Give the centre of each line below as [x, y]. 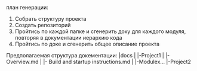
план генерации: [27, 7]
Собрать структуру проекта [50, 19]
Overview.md [22, 62]
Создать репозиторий [43, 25]
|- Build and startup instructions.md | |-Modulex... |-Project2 [117, 62]
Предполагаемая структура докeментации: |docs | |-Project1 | [85, 55]
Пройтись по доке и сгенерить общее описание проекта [87, 44]
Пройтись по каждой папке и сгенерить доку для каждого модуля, [100, 31]
